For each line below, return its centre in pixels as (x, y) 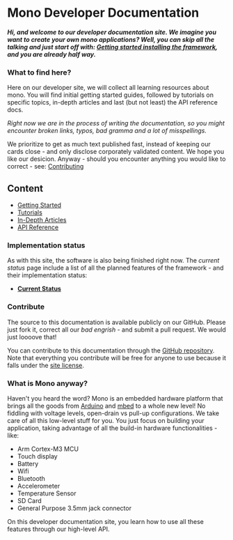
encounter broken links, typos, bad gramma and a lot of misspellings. (107, 131)
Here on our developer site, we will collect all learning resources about (108, 88)
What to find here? (39, 72)
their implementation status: (47, 275)
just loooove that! (32, 337)
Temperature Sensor (47, 493)
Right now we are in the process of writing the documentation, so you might (116, 123)
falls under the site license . (46, 365)
